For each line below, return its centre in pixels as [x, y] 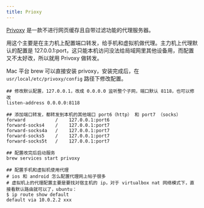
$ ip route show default [38, 195]
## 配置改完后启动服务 [31, 153]
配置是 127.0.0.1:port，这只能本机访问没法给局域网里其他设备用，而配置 [105, 50]
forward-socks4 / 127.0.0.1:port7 [58, 125]
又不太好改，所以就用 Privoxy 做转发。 [54, 58]
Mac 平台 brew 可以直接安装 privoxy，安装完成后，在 [73, 71]
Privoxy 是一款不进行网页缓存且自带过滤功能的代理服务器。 [80, 30]
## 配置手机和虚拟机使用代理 [38, 170]
